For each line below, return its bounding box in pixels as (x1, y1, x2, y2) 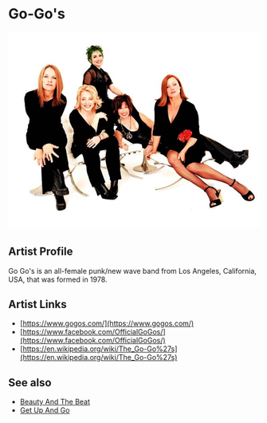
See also (8, 376, 52, 389)
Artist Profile (8, 245, 73, 259)
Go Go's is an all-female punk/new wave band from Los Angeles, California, (8, 266, 257, 275)
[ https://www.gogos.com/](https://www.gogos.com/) (19, 318, 194, 328)
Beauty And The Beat (19, 397, 90, 407)
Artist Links (8, 297, 68, 311)
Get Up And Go (19, 405, 70, 415)
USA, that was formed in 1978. (8, 275, 108, 284)
